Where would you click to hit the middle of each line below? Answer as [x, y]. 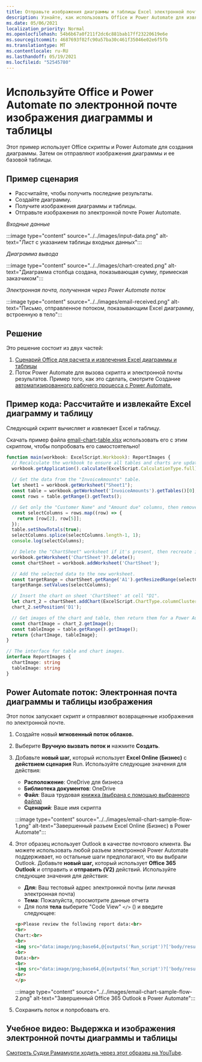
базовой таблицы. [29, 160]
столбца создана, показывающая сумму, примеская [121, 272]
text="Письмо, [25, 308]
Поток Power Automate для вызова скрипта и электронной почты [99, 373]
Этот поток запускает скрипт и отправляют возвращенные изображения [100, 716]
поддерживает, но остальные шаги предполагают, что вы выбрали [101, 857]
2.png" [23, 998]
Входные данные [28, 224]
